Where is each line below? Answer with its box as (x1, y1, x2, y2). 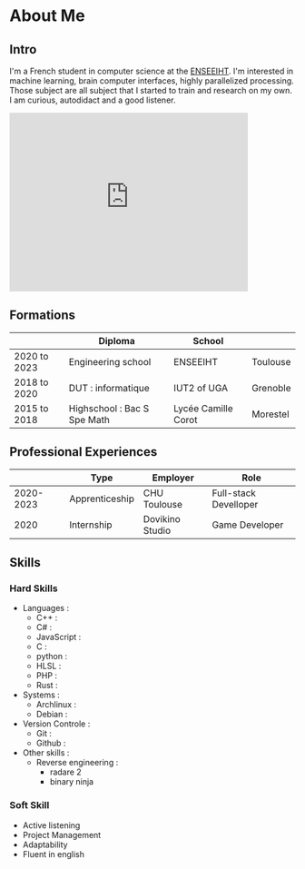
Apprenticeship (69, 492, 134, 505)
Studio (143, 524, 171, 537)
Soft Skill (9, 799, 50, 812)
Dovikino (143, 512, 182, 525)
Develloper (212, 498, 259, 510)
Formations (9, 308, 75, 323)
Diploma (98, 334, 135, 347)
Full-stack (212, 487, 257, 499)
